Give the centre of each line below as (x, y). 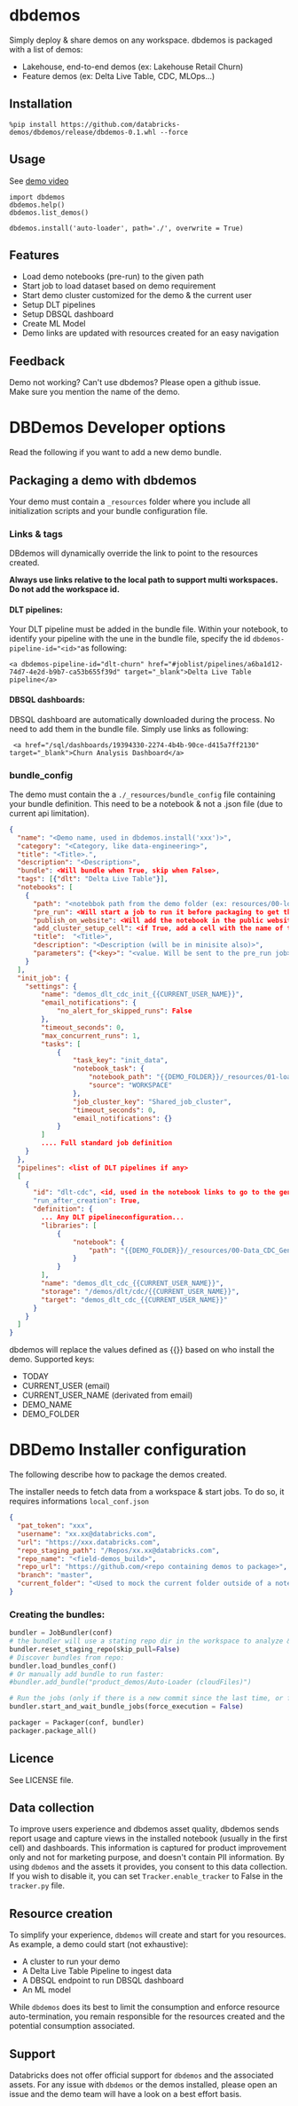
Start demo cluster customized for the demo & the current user (137, 296)
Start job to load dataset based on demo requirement (119, 286)
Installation (41, 104)
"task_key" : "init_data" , (120, 1061)
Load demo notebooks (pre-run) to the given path (113, 277)
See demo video (39, 181)
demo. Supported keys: (52, 1360)
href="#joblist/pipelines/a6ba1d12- (216, 665)
